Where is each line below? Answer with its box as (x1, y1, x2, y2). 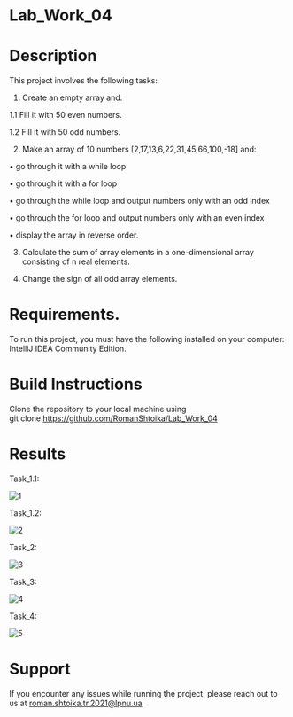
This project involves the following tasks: (9, 75, 158, 86)
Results (9, 444, 66, 464)
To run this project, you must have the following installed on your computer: (9, 334, 285, 345)
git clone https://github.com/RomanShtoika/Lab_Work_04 (9, 413, 219, 424)
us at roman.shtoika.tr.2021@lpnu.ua (9, 698, 143, 708)
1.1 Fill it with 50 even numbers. (9, 110, 122, 121)
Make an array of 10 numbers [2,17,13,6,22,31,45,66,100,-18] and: (21, 144, 257, 155)
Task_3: (9, 576, 37, 587)
